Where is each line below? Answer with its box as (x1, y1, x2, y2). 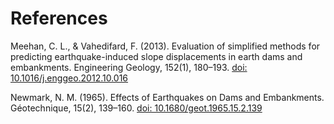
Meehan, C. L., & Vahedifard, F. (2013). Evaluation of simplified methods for (10, 40, 321, 52)
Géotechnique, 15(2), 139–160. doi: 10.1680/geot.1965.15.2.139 (10, 102, 263, 114)
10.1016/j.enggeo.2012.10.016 (10, 72, 129, 84)
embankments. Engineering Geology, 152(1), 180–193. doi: (10, 61, 248, 73)
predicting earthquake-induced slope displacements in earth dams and (10, 50, 303, 62)
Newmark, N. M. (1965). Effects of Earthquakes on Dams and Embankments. (10, 91, 325, 103)
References (10, 7, 108, 30)
